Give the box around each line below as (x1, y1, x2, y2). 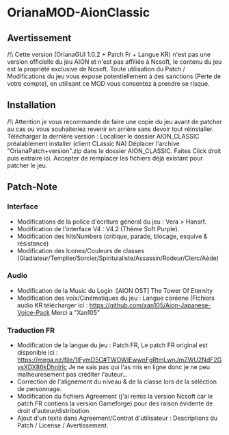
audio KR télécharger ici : (16, 301, 88, 309)
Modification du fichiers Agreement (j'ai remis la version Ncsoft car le (16, 392, 213, 401)
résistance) (16, 239, 49, 248)
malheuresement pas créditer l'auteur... (16, 371, 128, 379)
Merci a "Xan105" (51, 308, 100, 316)
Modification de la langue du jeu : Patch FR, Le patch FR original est (16, 341, 208, 349)
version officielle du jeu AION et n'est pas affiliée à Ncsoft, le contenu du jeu (7, 58, 222, 66)
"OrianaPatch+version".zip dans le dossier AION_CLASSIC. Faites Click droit (7, 146, 221, 155)
